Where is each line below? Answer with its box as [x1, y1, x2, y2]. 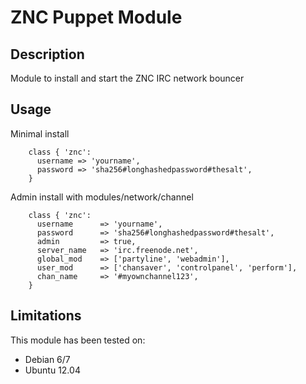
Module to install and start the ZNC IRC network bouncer [10, 72, 245, 84]
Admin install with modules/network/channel [10, 191, 194, 203]
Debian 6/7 [24, 353, 71, 365]
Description [10, 46, 85, 63]
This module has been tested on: [10, 334, 146, 346]
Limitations [10, 307, 82, 325]
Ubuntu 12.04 [24, 364, 81, 376]
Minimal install [10, 127, 70, 140]
